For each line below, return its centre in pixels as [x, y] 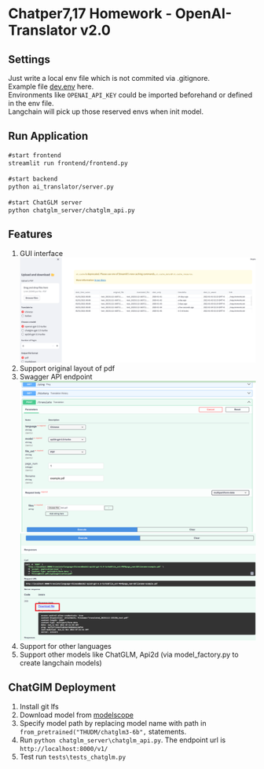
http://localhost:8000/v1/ [64, 749]
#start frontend [35, 155]
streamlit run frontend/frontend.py [68, 163]
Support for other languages [65, 646]
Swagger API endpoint [56, 377]
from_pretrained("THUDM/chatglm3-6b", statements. [103, 731]
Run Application [48, 136]
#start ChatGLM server [45, 202]
